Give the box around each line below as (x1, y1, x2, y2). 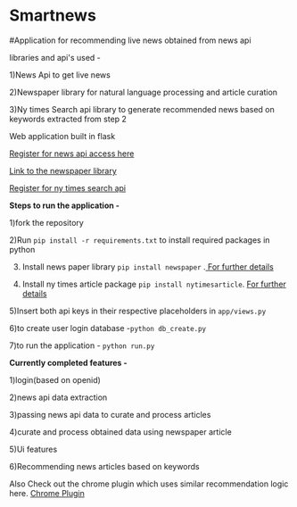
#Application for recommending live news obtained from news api (9, 35, 252, 46)
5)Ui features (9, 444, 58, 454)
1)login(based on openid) (9, 374, 101, 385)
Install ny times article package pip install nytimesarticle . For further (21, 278, 287, 289)
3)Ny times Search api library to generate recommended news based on (9, 104, 275, 114)
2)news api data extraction (9, 392, 108, 403)
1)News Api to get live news (9, 69, 111, 80)
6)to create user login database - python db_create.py (9, 322, 207, 333)
